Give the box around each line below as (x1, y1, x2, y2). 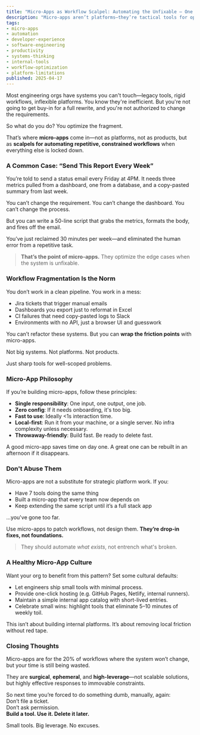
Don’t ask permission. (6, 703, 60, 711)
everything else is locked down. (6, 147, 85, 154)
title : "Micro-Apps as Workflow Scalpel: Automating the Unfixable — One (6, 8, 193, 15)
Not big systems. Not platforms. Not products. (6, 348, 119, 356)
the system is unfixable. (20, 259, 79, 267)
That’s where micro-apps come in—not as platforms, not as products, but (6, 134, 187, 141)
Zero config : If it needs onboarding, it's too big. (14, 406, 132, 414)
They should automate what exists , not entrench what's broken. (20, 543, 177, 550)
